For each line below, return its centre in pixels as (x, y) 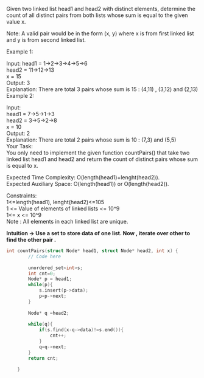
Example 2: (20, 96)
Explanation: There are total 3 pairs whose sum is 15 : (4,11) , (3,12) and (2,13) (102, 89)
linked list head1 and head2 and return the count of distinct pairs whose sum (102, 159)
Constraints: (22, 196)
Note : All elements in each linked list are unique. (67, 222)
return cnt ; (44, 358)
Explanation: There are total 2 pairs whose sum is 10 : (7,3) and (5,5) (91, 140)
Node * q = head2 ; (49, 313)
